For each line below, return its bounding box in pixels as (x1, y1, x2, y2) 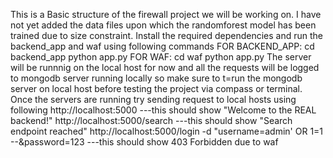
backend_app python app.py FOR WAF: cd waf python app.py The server (10, 51, 312, 63)
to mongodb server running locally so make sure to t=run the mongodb (10, 72, 303, 84)
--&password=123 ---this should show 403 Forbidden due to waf (10, 136, 279, 148)
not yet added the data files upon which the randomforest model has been (10, 19, 317, 31)
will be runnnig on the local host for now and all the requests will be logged (10, 62, 320, 73)
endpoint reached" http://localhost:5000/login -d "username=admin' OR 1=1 (10, 125, 324, 137)
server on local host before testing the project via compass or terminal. (10, 83, 303, 94)
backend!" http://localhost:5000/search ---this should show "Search (10, 115, 293, 126)
